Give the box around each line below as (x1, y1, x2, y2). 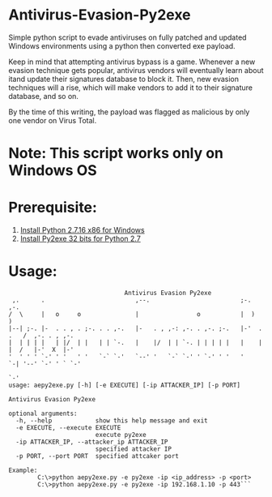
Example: (8, 466, 38, 474)
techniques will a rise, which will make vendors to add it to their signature (8, 83, 253, 92)
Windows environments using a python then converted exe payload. (8, 41, 236, 50)
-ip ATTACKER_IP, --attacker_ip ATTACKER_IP (15, 438, 168, 446)
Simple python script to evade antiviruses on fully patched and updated (8, 32, 247, 42)
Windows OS (8, 161, 97, 180)
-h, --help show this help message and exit (15, 417, 208, 425)
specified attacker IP (95, 445, 172, 453)
